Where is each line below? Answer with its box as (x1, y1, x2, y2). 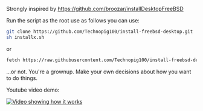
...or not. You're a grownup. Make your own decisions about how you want (6, 68, 192, 75)
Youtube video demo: (6, 86, 60, 93)
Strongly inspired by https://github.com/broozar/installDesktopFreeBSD (6, 5, 184, 12)
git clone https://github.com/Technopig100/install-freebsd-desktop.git (6, 29, 193, 35)
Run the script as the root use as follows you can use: (6, 17, 140, 24)
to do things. (6, 74, 38, 81)
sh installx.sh (6, 34, 45, 40)
